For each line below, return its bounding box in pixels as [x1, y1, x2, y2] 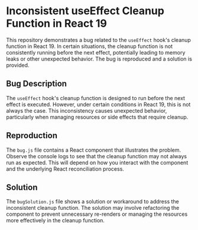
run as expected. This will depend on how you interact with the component [6, 159, 189, 166]
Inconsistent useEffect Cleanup [6, 4, 164, 18]
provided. [6, 61, 30, 69]
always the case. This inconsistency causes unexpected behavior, [6, 107, 167, 114]
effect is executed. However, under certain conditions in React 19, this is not [6, 101, 191, 108]
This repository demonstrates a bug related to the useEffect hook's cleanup [6, 36, 191, 43]
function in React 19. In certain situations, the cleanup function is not [6, 43, 173, 50]
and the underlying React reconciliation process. [6, 165, 124, 172]
